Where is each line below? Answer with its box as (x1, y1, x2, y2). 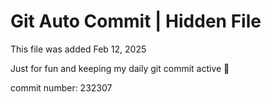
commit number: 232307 (10, 81, 113, 94)
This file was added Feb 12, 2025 (10, 43, 147, 55)
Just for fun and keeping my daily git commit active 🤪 (10, 62, 230, 74)
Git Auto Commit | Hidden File (10, 10, 262, 33)
